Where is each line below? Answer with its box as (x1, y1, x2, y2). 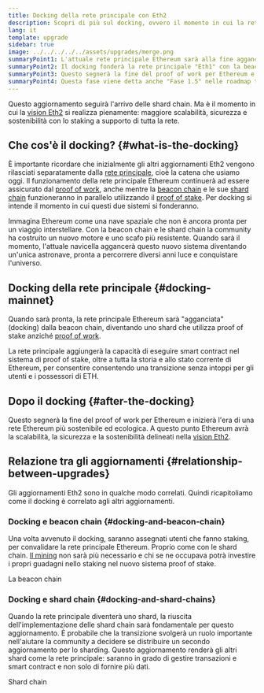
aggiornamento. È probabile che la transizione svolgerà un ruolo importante (8, 628, 253, 638)
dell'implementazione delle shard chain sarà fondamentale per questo (8, 620, 234, 630)
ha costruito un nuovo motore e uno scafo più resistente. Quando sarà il (8, 233, 240, 243)
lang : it (8, 26, 37, 34)
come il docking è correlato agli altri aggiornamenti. (8, 496, 175, 506)
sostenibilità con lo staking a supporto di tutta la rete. (8, 116, 180, 125)
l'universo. (8, 258, 42, 268)
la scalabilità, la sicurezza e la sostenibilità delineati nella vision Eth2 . (8, 432, 231, 441)
